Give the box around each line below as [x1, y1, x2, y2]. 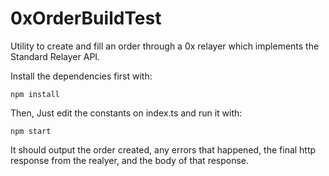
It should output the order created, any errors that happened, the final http [10, 143, 317, 156]
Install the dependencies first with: [10, 70, 153, 82]
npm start [10, 126, 52, 136]
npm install [10, 89, 60, 99]
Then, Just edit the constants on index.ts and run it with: [10, 107, 243, 119]
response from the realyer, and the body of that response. [10, 154, 250, 166]
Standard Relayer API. [10, 50, 101, 62]
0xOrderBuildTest [10, 7, 162, 30]
